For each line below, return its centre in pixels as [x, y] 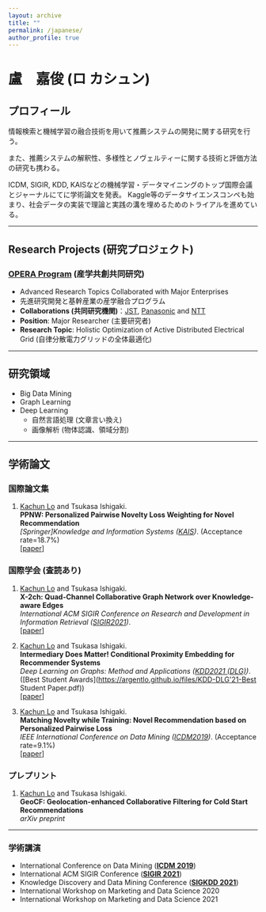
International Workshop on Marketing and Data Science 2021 [119, 899]
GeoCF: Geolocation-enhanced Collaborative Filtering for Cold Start [133, 802]
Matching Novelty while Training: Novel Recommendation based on [133, 720]
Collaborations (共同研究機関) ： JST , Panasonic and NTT [112, 310]
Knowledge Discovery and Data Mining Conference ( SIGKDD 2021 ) [129, 883]
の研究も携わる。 [36, 168]
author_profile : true [44, 38]
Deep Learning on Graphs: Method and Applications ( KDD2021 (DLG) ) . [135, 671]
